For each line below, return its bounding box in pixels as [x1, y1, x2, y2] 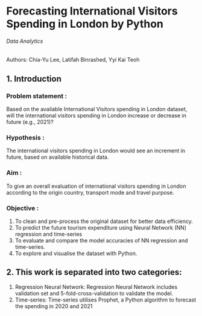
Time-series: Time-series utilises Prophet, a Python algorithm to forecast [14, 296, 197, 303]
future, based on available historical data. [6, 153, 109, 161]
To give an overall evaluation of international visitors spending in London [6, 182, 186, 190]
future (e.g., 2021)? [6, 118, 54, 126]
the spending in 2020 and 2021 [14, 302, 93, 309]
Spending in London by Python [6, 17, 164, 31]
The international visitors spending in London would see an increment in [6, 147, 186, 155]
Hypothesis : [6, 134, 45, 141]
